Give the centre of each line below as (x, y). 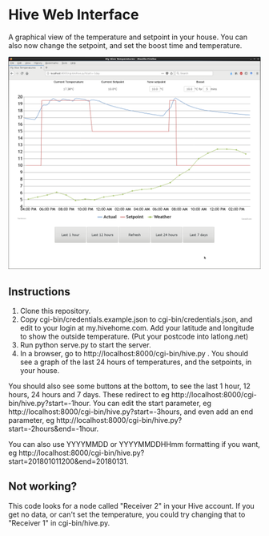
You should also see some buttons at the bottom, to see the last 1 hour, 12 (129, 386)
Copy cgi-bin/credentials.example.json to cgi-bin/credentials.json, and (136, 319)
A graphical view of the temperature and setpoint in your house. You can (128, 37)
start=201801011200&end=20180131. (68, 461)
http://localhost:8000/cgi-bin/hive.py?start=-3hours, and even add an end (131, 412)
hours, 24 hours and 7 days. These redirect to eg (89, 395)
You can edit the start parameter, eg (152, 404)
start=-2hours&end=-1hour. (54, 429)
